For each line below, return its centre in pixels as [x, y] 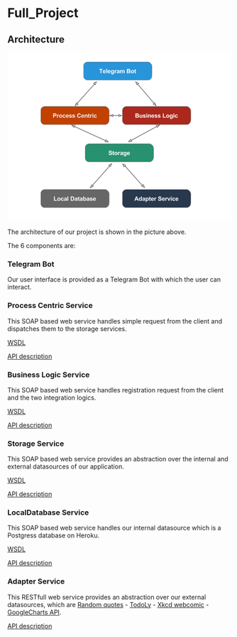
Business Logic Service [49, 375]
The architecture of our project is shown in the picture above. [97, 232]
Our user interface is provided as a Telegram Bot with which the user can [114, 279]
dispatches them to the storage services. [67, 328]
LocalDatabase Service [48, 513]
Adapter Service [36, 582]
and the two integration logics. [52, 397]
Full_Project [43, 13]
